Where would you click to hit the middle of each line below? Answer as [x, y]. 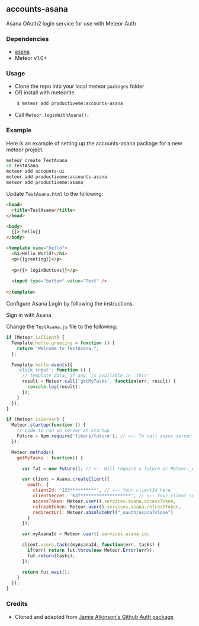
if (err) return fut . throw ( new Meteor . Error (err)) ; [91, 551]
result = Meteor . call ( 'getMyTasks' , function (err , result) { [99, 382]
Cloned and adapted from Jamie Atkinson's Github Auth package [94, 617]
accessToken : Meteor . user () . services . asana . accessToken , [104, 501]
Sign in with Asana [29, 315]
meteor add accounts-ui [36, 171]
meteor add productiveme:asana [45, 183]
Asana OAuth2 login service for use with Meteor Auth [71, 23]
